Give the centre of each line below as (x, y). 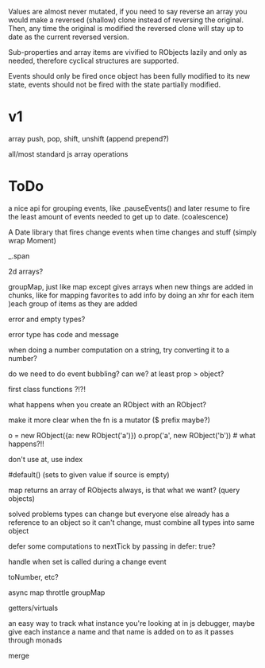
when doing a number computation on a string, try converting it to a (119, 350)
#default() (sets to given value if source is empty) (89, 474)
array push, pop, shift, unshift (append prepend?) (88, 138)
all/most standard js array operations (68, 153)
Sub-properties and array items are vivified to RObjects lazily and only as (128, 52)
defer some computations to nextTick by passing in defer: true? (112, 546)
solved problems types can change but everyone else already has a (119, 514)
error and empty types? (47, 319)
